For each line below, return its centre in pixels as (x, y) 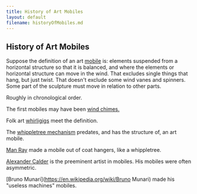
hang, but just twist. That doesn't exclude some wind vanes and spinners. (96, 80)
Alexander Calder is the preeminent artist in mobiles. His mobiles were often (98, 161)
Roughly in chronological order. (44, 98)
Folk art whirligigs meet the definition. (52, 121)
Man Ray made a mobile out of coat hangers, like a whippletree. (84, 150)
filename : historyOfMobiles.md (45, 23)
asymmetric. (21, 168)
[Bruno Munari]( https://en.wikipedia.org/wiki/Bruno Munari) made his (91, 179)
